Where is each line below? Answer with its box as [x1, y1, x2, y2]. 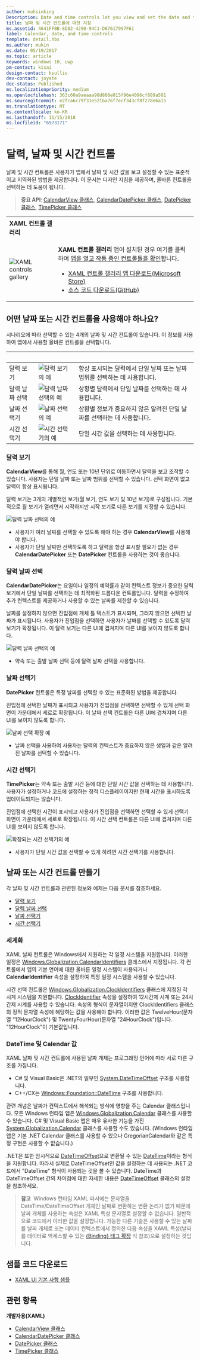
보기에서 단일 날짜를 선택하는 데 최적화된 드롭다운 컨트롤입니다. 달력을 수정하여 [6, 590, 189, 597]
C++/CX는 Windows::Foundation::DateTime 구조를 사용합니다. [14, 1090, 164, 1097]
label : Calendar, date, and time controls [6, 31, 113, 37]
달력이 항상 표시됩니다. [6, 483, 59, 490]
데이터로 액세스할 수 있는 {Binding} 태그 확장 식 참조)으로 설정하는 [27, 1233, 180, 1240]
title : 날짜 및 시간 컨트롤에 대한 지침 [6, 20, 92, 26]
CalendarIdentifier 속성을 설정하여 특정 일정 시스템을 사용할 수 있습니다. [6, 973, 177, 981]
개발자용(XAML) [6, 1312, 45, 1319]
